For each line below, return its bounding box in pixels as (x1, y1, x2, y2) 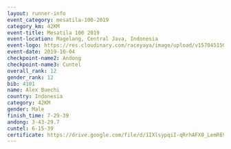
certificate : (7, 131, 45, 138)
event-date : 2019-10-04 (7, 49, 76, 56)
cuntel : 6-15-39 (7, 125, 54, 132)
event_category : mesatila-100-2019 (7, 16, 109, 23)
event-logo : (7, 42, 41, 49)
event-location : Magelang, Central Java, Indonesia (7, 36, 158, 43)
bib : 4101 (7, 80, 36, 87)
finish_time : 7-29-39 (7, 112, 69, 119)
